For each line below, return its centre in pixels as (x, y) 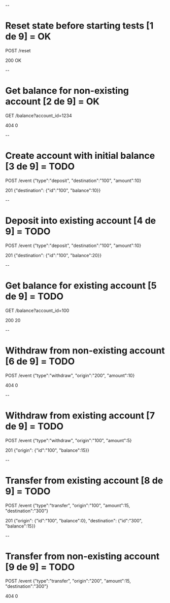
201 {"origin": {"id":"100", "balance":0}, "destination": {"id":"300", (74, 520)
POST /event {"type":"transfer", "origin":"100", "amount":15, (68, 505)
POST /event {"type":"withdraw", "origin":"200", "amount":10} (70, 375)
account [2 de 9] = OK (53, 102)
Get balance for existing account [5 (81, 285)
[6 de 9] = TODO (40, 361)
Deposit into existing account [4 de (81, 221)
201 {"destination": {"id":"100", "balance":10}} (53, 190)
